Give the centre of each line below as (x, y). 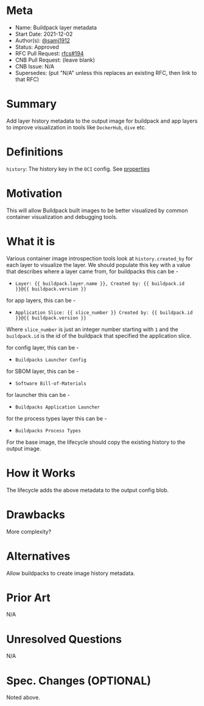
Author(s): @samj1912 (42, 40)
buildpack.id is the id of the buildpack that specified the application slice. (99, 335)
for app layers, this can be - (41, 300)
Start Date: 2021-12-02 (44, 34)
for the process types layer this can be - (57, 418)
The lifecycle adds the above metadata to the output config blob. (88, 490)
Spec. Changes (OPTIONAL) (79, 681)
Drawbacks (36, 514)
